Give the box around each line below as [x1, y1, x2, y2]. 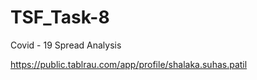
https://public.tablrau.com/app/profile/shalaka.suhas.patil [10, 58, 248, 70]
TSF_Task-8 [10, 6, 110, 29]
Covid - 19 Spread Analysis [10, 39, 122, 51]
